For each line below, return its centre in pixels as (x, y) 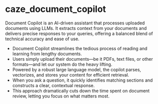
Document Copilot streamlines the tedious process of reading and (80, 48)
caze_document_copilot (56, 9)
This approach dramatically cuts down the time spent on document (81, 91)
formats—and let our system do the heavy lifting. (62, 64)
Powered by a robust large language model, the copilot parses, (77, 69)
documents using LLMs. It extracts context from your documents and (76, 28)
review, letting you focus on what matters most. (61, 96)
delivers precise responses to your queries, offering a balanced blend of (79, 33)
